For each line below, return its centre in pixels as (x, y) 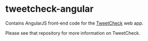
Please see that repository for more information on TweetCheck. (73, 33)
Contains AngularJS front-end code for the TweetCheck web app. (75, 23)
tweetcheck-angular (50, 9)
